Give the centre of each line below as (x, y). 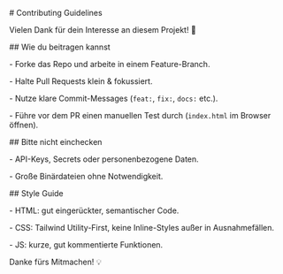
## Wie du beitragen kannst (60, 47)
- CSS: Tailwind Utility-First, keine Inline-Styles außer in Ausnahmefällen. (142, 228)
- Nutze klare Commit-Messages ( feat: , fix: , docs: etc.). (114, 98)
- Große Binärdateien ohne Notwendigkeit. (86, 176)
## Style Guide (36, 193)
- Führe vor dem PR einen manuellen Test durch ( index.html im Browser (140, 115)
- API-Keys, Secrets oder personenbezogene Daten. (104, 159)
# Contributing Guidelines (56, 13)
